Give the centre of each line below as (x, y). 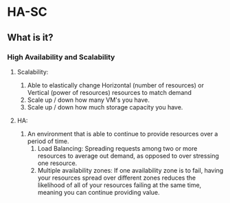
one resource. (57, 163)
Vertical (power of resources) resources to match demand (110, 92)
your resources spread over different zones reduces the (117, 178)
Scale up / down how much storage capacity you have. (105, 107)
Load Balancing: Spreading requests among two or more (117, 148)
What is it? (30, 38)
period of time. (48, 141)
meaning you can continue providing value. (99, 192)
